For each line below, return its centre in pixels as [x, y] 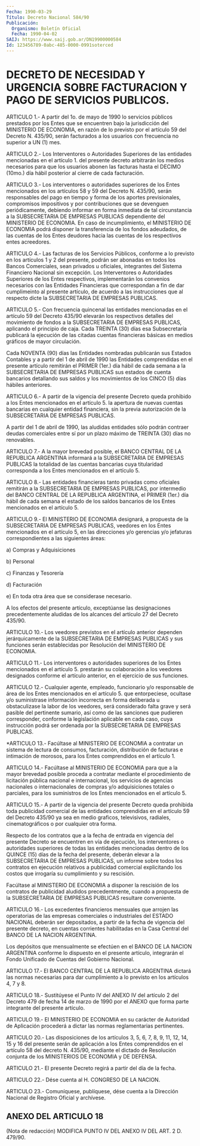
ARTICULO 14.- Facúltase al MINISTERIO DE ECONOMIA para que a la [92, 768]
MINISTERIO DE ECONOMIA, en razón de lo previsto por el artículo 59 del [96, 129]
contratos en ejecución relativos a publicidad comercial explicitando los [94, 867]
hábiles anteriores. [29, 384]
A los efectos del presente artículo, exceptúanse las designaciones [89, 608]
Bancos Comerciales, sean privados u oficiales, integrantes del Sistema [94, 266]
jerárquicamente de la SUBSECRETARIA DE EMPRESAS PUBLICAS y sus [95, 638]
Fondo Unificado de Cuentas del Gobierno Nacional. [70, 959]
